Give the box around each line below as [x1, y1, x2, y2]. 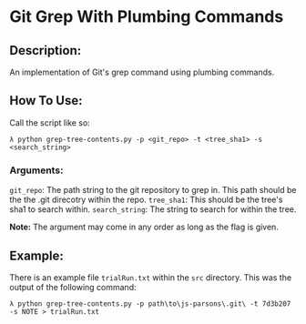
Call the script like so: [9, 116, 91, 128]
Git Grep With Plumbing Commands [9, 6, 284, 27]
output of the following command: [9, 281, 137, 292]
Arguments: [9, 164, 64, 177]
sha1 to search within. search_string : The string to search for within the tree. [9, 204, 297, 215]
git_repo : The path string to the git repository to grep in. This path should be [9, 185, 297, 196]
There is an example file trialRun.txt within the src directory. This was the [9, 271, 292, 283]
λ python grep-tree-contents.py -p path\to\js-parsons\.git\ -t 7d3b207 [9, 299, 291, 309]
